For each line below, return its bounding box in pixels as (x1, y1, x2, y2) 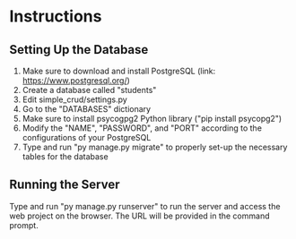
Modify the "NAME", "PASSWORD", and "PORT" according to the (22, 123, 263, 133)
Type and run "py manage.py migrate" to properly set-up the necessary (22, 141, 288, 152)
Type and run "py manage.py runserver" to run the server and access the (9, 201, 281, 211)
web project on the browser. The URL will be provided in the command (9, 210, 270, 221)
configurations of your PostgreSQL (22, 132, 152, 142)
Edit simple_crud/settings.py (22, 94, 127, 105)
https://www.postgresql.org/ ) (22, 75, 130, 86)
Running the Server (9, 177, 120, 192)
